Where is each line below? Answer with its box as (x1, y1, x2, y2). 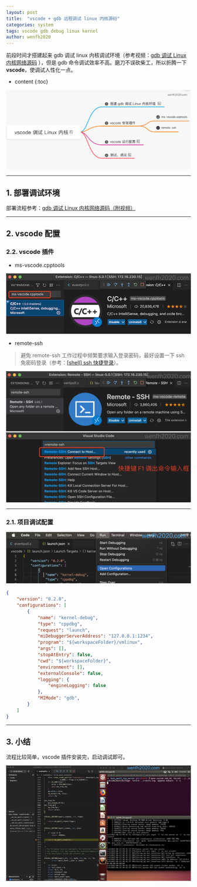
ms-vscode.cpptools (14, 261, 65, 269)
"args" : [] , (37, 645, 67, 652)
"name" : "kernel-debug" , (37, 614, 98, 621)
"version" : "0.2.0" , (16, 596, 67, 602)
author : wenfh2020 (6, 34, 51, 40)
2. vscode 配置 (6, 229, 60, 239)
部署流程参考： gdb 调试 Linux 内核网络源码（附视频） (6, 204, 136, 211)
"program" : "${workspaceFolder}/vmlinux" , (37, 640, 143, 645)
